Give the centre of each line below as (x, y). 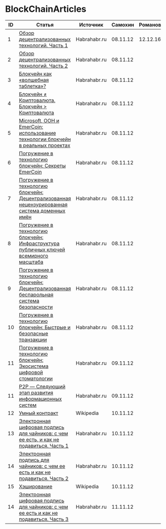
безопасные (34, 333)
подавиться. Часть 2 (44, 478)
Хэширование (36, 486)
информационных (41, 399)
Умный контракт (39, 413)
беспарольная (36, 295)
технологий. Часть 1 (43, 45)
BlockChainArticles (46, 9)
